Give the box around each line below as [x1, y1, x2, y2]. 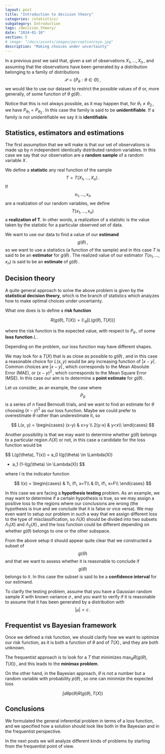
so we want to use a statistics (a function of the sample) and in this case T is [5, 247, 161, 253]
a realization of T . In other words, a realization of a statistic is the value [5, 217, 150, 223]
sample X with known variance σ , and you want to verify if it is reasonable [5, 594, 156, 600]
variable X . [5, 157, 28, 163]
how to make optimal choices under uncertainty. [5, 297, 103, 304]
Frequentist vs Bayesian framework [5, 621, 117, 629]
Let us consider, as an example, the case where [5, 385, 102, 390]
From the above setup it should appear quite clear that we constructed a [5, 538, 152, 544]
